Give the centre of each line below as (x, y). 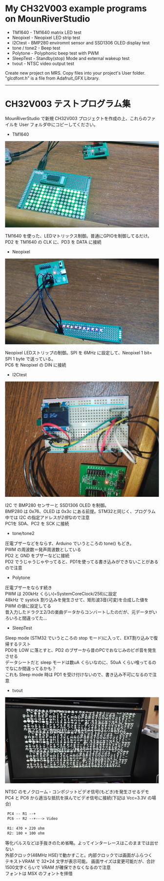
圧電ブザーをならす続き (29, 587)
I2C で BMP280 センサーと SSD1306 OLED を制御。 (57, 505)
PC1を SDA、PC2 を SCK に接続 (37, 523)
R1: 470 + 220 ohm (26, 829)
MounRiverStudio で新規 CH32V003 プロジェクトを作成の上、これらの (76, 118)
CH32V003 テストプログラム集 (68, 104)
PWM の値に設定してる (28, 606)
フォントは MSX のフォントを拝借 (39, 874)
